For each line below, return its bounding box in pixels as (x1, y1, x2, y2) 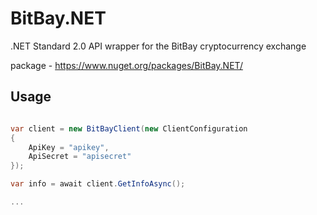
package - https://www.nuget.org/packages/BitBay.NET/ (10, 59, 243, 71)
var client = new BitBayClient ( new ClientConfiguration (10, 123, 248, 134)
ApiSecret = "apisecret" (28, 152, 132, 162)
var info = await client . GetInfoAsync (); (10, 179, 186, 189)
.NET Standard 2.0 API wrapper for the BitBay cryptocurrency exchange (10, 40, 307, 52)
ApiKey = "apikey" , (28, 142, 110, 152)
